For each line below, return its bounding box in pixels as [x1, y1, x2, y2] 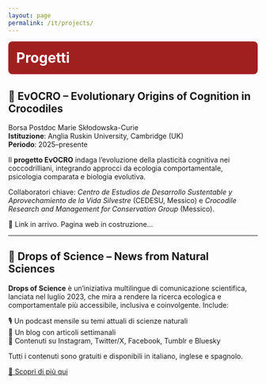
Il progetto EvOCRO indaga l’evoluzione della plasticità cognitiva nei [8, 155, 230, 164]
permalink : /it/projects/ [8, 19, 93, 27]
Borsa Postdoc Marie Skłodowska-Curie [8, 122, 139, 132]
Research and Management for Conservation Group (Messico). [8, 204, 215, 213]
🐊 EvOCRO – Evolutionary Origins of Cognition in [8, 89, 251, 103]
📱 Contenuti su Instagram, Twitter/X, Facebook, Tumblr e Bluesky [8, 336, 221, 345]
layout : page [8, 11, 51, 20]
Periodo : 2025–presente [8, 140, 89, 149]
